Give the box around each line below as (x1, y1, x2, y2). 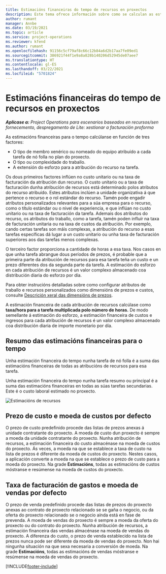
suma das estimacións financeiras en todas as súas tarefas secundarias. (5, 383, 153, 389)
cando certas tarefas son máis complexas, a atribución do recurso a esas (5, 226, 155, 232)
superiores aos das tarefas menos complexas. (5, 237, 100, 242)
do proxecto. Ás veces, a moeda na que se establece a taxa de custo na (5, 446, 152, 452)
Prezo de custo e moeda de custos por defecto (5, 412, 152, 421)
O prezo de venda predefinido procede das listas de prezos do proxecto (5, 502, 152, 508)
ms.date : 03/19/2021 (5, 26, 48, 30)
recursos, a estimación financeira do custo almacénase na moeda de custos (5, 441, 161, 447)
